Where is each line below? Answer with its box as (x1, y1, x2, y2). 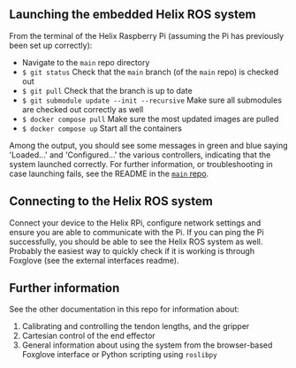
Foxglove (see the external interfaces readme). (9, 255, 179, 265)
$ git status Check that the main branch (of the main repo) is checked (21, 66, 279, 77)
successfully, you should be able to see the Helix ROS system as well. (9, 236, 263, 247)
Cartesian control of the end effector (21, 331, 156, 341)
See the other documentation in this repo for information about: (9, 304, 240, 315)
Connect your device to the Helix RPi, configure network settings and (9, 217, 262, 228)
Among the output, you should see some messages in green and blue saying (9, 140, 289, 150)
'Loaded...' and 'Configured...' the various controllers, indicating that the (9, 149, 271, 160)
